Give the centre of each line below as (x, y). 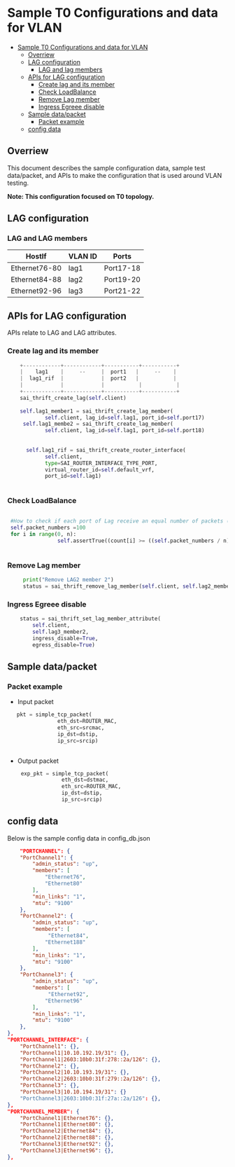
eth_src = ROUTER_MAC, (92, 787)
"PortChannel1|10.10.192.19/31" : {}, (75, 1053)
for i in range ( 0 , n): (43, 534)
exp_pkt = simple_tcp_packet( (65, 773)
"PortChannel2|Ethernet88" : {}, (67, 1138)
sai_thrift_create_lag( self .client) (73, 398)
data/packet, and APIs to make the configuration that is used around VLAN (115, 175)
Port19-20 (122, 279)
